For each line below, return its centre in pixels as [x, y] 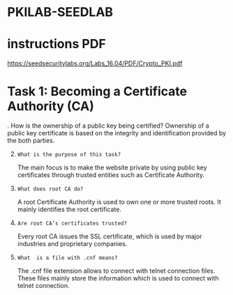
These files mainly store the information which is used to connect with [118, 278]
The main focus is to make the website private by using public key [112, 167]
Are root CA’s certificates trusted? [72, 224]
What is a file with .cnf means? [67, 258]
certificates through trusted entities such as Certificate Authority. [111, 175]
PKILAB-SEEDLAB [60, 12]
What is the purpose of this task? [69, 155]
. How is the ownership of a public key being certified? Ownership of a [108, 126]
